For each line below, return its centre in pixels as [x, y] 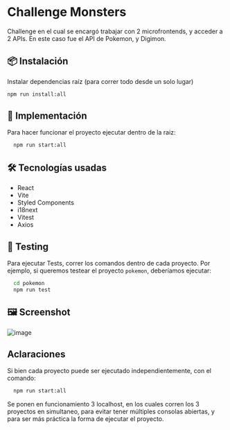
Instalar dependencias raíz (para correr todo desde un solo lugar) [100, 81]
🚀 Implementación [47, 116]
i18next [27, 210]
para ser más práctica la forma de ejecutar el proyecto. [86, 419]
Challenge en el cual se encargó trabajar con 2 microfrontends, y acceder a [115, 31]
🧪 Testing [28, 247]
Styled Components [46, 203]
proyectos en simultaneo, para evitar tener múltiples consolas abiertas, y [111, 412]
